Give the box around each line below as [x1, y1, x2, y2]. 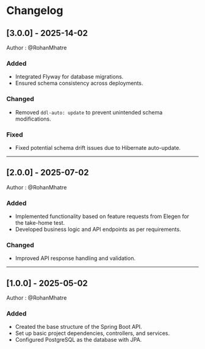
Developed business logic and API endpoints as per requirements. [15, 226, 181, 233]
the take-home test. [15, 219, 65, 226]
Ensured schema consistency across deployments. [15, 80, 143, 87]
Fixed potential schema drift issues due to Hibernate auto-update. [15, 144, 181, 151]
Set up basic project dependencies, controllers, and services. [15, 330, 170, 337]
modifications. [15, 115, 52, 122]
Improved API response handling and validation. [15, 255, 136, 262]
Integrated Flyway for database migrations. [15, 73, 124, 80]
